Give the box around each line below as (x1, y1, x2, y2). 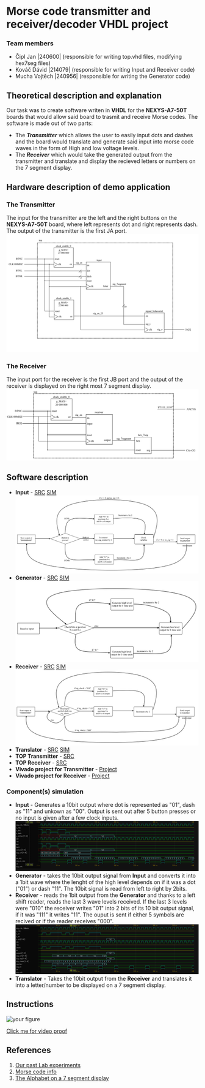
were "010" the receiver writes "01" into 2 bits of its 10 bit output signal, (15, 904, 195, 912)
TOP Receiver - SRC (15, 758, 67, 766)
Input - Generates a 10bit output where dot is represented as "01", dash (15, 801, 195, 809)
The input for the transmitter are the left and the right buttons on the (6, 214, 178, 221)
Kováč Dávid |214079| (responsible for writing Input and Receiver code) (15, 66, 195, 74)
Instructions (6, 999, 54, 1010)
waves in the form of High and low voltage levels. (15, 145, 139, 152)
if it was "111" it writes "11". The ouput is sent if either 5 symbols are (15, 911, 184, 918)
